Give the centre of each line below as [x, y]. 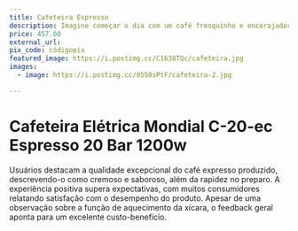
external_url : [35, 42]
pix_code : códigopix [47, 50]
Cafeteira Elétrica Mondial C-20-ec [141, 126]
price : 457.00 [35, 34]
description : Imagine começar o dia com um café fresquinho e [126, 26]
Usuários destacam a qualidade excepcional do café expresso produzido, [143, 170]
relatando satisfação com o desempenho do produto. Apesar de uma [135, 198]
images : [24, 67]
